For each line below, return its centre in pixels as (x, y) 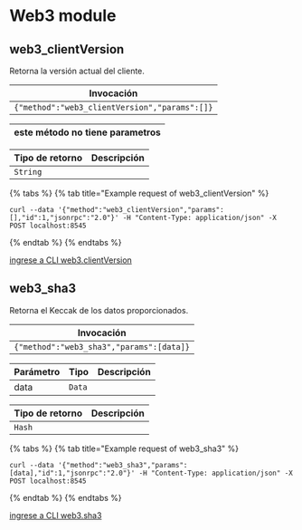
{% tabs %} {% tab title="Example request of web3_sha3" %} (124, 448)
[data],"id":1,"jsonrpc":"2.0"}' (72, 473)
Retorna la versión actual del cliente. (77, 71)
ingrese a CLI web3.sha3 (56, 515)
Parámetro (37, 371)
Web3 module (63, 16)
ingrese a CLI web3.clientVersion (71, 260)
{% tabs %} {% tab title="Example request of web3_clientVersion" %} (139, 193)
